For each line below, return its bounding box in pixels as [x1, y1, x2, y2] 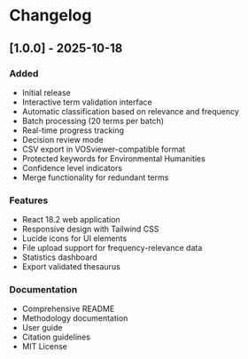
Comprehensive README [21, 303, 115, 315]
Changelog [9, 5, 92, 26]
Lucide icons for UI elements [21, 233, 128, 244]
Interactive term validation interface [21, 97, 152, 107]
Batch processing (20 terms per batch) [21, 115, 165, 126]
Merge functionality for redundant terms [21, 172, 169, 183]
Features [9, 194, 49, 207]
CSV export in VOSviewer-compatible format [21, 144, 186, 154]
